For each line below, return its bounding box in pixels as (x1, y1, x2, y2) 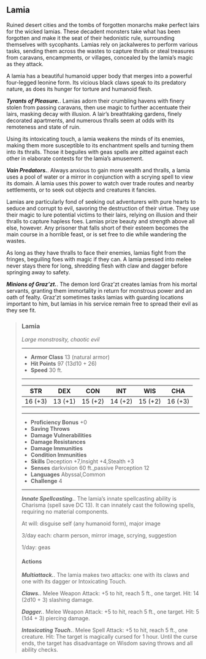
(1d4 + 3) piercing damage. (21, 615, 90, 622)
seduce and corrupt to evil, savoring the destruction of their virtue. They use (6, 204, 200, 212)
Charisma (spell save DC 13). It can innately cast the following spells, (21, 501, 196, 509)
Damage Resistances (30, 438, 86, 445)
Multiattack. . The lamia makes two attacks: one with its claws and (21, 571, 189, 579)
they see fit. (6, 306, 37, 314)
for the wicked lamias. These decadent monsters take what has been (6, 28, 181, 35)
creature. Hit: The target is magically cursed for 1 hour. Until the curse (21, 633, 198, 641)
